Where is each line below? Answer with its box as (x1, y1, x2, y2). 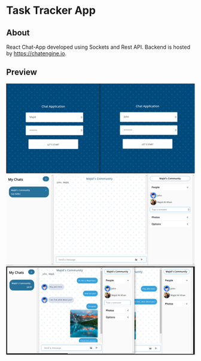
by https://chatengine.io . (6, 50, 67, 57)
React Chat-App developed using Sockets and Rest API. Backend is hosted (6, 43, 190, 50)
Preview (6, 67, 38, 77)
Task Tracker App (6, 4, 96, 17)
